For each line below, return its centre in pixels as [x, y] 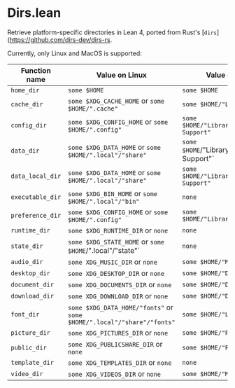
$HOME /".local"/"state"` [104, 250]
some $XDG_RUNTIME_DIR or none [118, 230]
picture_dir [31, 333]
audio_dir [27, 262]
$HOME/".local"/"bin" [104, 201]
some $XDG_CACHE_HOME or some [116, 101]
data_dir [25, 151]
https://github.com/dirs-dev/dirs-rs [60, 39]
